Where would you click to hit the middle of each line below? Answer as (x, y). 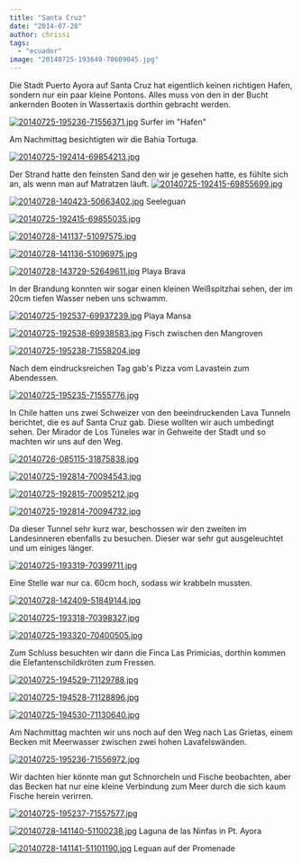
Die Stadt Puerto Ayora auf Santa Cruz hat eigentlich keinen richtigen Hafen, (151, 85)
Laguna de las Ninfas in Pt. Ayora (200, 831)
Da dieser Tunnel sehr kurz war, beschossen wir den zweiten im (128, 529)
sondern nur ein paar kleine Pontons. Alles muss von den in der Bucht (139, 95)
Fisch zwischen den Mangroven (204, 333)
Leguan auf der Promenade (185, 848)
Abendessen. (34, 378)
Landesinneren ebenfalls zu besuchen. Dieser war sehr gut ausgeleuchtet (146, 538)
